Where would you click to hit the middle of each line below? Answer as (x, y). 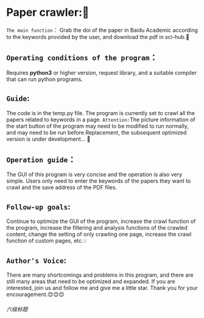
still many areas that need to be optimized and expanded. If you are (91, 281)
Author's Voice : (37, 260)
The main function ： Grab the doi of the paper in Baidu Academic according (102, 30)
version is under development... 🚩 (48, 139)
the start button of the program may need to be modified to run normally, (97, 126)
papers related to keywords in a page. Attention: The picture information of (101, 119)
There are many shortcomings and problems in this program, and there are (100, 275)
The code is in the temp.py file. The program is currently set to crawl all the (100, 113)
